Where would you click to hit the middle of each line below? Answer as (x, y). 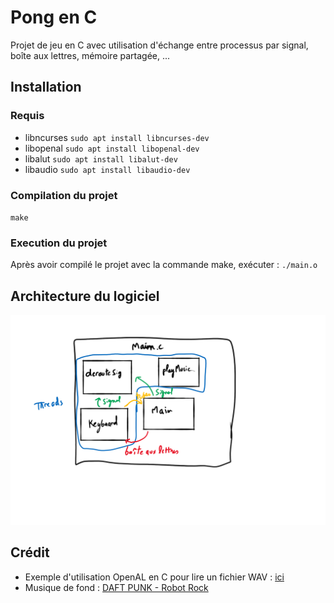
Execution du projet (59, 243)
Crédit (30, 552)
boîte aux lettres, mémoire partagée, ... (90, 55)
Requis (27, 116)
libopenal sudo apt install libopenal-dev (112, 148)
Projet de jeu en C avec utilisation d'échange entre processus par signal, (159, 45)
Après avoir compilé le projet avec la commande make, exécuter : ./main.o (164, 265)
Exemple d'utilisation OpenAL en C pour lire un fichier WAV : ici (154, 577)
